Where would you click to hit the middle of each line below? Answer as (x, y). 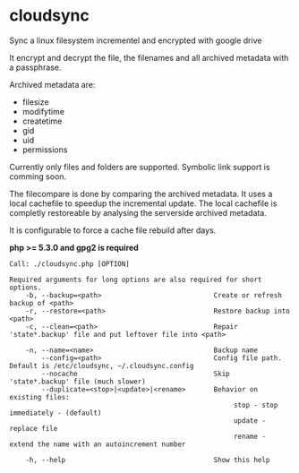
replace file (34, 428)
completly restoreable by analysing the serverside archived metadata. (138, 212)
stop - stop (256, 405)
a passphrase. (35, 67)
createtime (42, 121)
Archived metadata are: (52, 84)
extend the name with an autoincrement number (98, 444)
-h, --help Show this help (148, 460)
